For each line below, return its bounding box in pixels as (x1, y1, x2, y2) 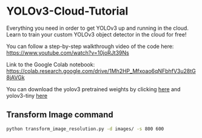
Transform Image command (6, 109, 113, 120)
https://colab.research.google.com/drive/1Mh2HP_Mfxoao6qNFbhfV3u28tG (6, 67, 196, 74)
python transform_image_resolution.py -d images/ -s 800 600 (6, 126, 164, 132)
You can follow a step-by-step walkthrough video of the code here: (6, 43, 174, 50)
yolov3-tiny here (6, 92, 47, 99)
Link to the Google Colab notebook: (6, 61, 95, 68)
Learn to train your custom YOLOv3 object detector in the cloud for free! (6, 30, 187, 38)
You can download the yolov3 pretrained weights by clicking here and (6, 85, 181, 92)
